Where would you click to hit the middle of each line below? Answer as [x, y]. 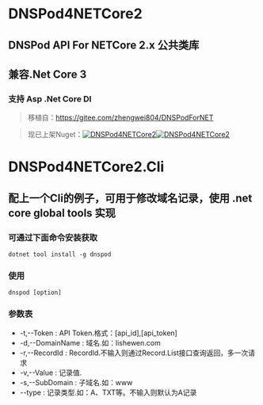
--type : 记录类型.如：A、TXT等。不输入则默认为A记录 [108, 392]
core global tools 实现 [62, 213]
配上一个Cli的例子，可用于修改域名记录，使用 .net [130, 198]
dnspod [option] [35, 293]
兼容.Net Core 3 [48, 74]
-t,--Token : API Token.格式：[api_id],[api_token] [99, 333]
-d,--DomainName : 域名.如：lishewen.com [90, 342]
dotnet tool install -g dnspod [60, 254]
